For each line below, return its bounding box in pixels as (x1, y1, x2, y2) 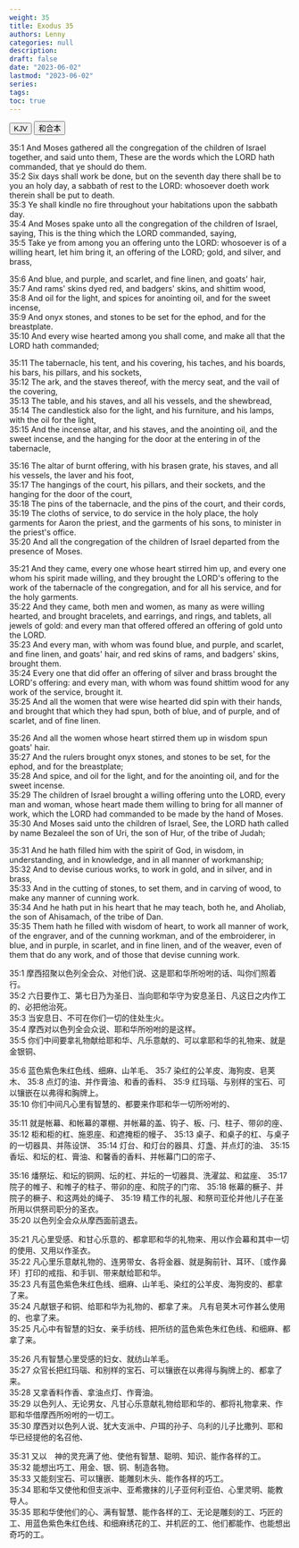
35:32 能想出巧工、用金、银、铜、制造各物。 (9, 1462, 174, 1473)
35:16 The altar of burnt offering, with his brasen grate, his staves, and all (9, 461, 278, 471)
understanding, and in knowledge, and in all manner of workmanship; (9, 855, 264, 866)
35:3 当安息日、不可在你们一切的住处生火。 (9, 1012, 170, 1024)
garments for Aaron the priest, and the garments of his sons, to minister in (9, 518, 282, 529)
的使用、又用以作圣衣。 (9, 1245, 96, 1256)
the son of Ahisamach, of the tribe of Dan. (9, 911, 163, 922)
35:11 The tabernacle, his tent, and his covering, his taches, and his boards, (9, 358, 286, 368)
